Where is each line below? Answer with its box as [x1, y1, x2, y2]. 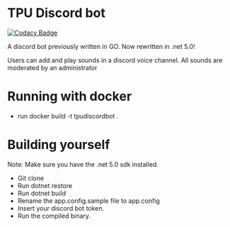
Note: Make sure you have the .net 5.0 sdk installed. [7, 160, 159, 168]
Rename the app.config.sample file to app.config [17, 196, 161, 205]
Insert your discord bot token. [17, 204, 105, 212]
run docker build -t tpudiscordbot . [17, 111, 119, 120]
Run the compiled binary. [17, 211, 91, 220]
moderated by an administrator [7, 63, 98, 72]
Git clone [17, 174, 45, 182]
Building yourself [7, 137, 110, 153]
